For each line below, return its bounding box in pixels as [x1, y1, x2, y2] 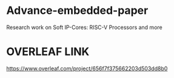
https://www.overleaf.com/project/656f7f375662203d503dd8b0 [6, 65, 168, 72]
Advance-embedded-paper [6, 4, 149, 18]
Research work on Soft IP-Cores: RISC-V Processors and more [6, 24, 162, 31]
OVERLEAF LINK [6, 45, 90, 59]
